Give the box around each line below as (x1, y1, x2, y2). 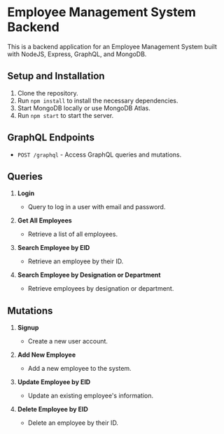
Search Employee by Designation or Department (17, 271, 161, 280)
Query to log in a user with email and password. (27, 203, 166, 211)
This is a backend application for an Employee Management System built (7, 42, 217, 51)
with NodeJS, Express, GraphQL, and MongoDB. (7, 50, 147, 58)
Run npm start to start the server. (17, 111, 114, 119)
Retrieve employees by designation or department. (27, 284, 174, 293)
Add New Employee (17, 350, 76, 359)
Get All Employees (17, 216, 72, 225)
